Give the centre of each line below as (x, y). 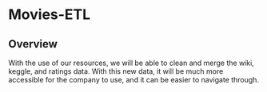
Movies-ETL (50, 15)
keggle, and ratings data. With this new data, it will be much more (116, 71)
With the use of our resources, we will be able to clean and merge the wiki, (131, 63)
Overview (33, 44)
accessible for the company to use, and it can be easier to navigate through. (134, 80)
